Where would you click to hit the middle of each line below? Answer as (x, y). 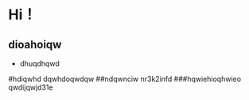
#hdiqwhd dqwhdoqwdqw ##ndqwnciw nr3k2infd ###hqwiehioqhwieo (124, 79)
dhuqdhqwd (39, 63)
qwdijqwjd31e (31, 87)
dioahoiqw (35, 44)
